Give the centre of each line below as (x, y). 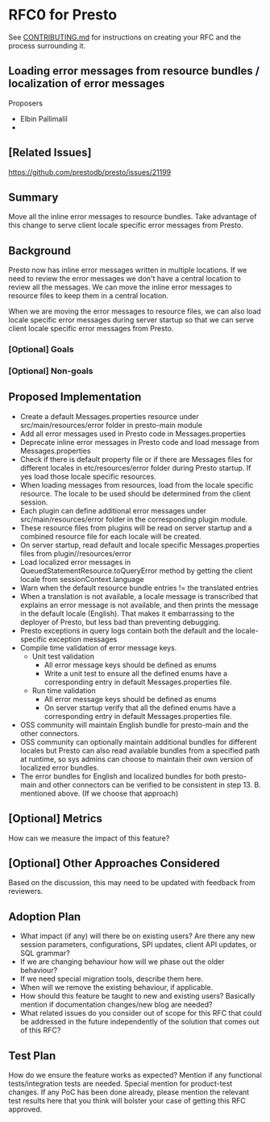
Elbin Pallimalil (44, 118)
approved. (25, 1109)
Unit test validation (63, 656)
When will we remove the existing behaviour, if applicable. (116, 987)
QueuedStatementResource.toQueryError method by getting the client (136, 571)
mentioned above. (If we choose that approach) (99, 793)
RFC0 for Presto (63, 15)
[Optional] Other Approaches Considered (114, 864)
